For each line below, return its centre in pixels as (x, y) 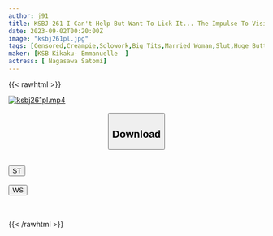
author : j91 (28, 16)
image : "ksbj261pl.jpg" (49, 39)
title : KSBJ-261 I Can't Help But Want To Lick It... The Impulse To (129, 24)
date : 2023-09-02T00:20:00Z (56, 31)
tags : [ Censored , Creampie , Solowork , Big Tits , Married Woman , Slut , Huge (129, 46)
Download (136, 134)
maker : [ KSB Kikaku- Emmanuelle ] (69, 54)
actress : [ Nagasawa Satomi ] (58, 62)
